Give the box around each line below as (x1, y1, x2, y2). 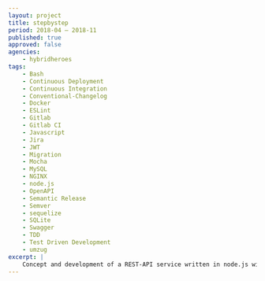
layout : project (8, 11, 62, 20)
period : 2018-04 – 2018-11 (8, 26, 97, 34)
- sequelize (22, 209, 62, 217)
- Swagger (22, 224, 55, 232)
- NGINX (22, 172, 47, 181)
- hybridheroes (22, 56, 73, 64)
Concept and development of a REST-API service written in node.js (22, 261, 248, 268)
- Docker (22, 99, 51, 107)
